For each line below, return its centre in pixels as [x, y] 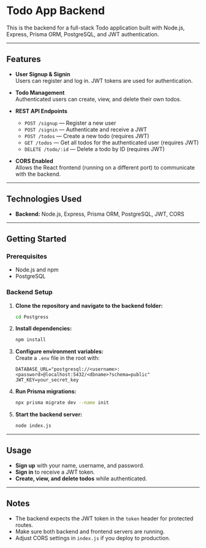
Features [24, 59]
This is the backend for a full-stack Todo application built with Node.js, [96, 28]
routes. [24, 525]
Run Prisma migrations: [46, 391]
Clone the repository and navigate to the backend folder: [89, 305]
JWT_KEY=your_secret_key [47, 380]
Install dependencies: [44, 329]
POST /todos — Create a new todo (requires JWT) [87, 136]
